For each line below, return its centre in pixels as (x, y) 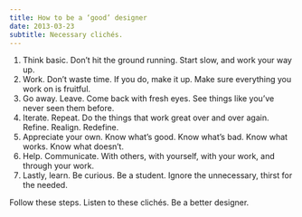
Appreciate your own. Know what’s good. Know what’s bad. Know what (155, 137)
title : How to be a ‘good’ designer (78, 18)
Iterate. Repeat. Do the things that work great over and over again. (146, 118)
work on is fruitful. (57, 89)
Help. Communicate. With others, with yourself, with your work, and (149, 156)
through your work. (58, 166)
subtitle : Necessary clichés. (66, 34)
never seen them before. (68, 108)
